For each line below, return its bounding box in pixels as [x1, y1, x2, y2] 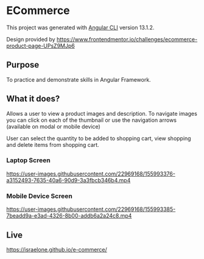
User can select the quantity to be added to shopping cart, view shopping [6, 135, 191, 142]
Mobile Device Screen [6, 191, 73, 200]
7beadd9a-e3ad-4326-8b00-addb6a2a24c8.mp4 [6, 212, 132, 219]
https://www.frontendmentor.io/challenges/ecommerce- [57, 35, 198, 43]
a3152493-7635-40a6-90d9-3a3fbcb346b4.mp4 [6, 176, 131, 183]
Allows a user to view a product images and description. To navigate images [6, 110, 198, 117]
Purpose [6, 60, 40, 70]
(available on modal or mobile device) [6, 122, 100, 130]
